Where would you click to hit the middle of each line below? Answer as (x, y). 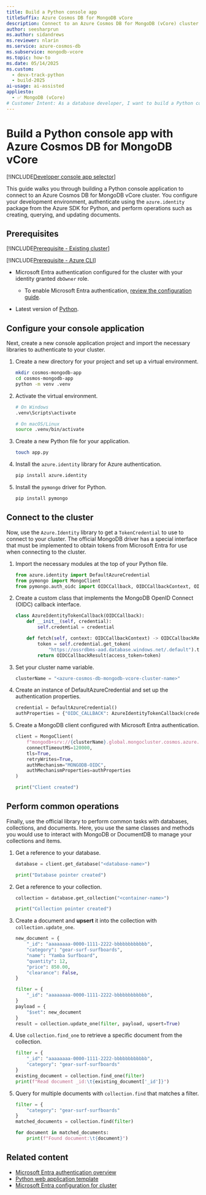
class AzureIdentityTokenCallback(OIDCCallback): (80, 616)
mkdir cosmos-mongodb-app (48, 373)
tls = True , (39, 754)
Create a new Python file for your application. (72, 441)
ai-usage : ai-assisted (35, 86)
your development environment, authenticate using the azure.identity (96, 201)
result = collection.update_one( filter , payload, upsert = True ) (98, 1024)
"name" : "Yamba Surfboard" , (62, 955)
